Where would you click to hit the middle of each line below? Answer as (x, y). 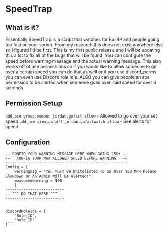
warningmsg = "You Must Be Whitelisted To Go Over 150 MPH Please (86, 171)
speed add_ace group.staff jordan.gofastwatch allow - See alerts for (78, 121)
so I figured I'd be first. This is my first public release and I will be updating (83, 50)
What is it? (22, 27)
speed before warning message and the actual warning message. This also (83, 61)
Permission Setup (34, 104)
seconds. (15, 88)
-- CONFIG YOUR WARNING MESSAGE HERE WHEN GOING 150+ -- (66, 154)
